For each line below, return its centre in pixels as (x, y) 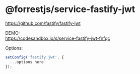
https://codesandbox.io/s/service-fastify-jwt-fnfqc (58, 38)
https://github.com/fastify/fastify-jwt (43, 23)
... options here (27, 62)
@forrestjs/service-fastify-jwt (70, 9)
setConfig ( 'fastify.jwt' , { (35, 57)
